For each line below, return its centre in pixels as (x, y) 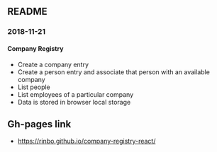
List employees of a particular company (76, 94)
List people (34, 87)
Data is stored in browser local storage (74, 102)
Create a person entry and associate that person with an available (114, 72)
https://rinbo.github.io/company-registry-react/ (87, 141)
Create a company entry (53, 64)
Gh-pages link (39, 124)
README (27, 12)
